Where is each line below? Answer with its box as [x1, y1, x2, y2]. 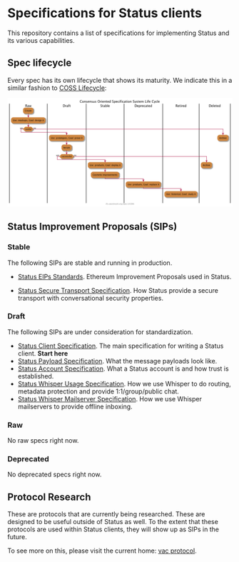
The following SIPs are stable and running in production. [7, 259, 173, 267]
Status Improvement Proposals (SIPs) [7, 221, 178, 233]
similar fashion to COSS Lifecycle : [7, 84, 107, 92]
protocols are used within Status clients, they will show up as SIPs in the [7, 525, 220, 533]
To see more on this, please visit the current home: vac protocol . [7, 546, 198, 555]
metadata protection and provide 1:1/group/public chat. [17, 387, 180, 396]
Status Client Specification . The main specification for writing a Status [17, 341, 224, 350]
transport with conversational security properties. [17, 293, 164, 302]
